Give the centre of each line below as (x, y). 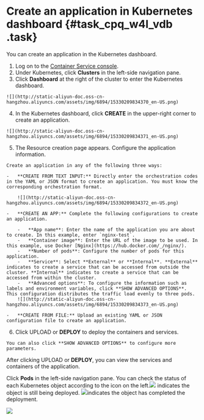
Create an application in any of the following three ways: (85, 165)
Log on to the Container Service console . (67, 66)
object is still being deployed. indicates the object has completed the (96, 392)
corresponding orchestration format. (54, 187)
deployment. (22, 399)
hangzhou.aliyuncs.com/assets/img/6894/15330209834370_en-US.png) (93, 102)
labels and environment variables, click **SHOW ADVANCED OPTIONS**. (97, 289)
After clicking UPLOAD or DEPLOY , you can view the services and (89, 359)
